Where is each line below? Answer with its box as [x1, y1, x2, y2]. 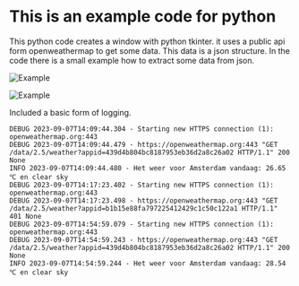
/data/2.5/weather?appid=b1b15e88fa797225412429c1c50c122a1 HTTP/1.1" [9, 204, 278, 212]
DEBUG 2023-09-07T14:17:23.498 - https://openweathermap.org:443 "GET [9, 195, 278, 205]
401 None [9, 212, 42, 221]
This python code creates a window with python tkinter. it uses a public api [9, 36, 286, 47]
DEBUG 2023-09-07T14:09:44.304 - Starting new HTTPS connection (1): [9, 124, 275, 134]
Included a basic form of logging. [9, 107, 132, 117]
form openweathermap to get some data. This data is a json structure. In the [9, 45, 291, 56]
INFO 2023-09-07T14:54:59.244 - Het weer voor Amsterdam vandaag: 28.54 [9, 258, 286, 268]
